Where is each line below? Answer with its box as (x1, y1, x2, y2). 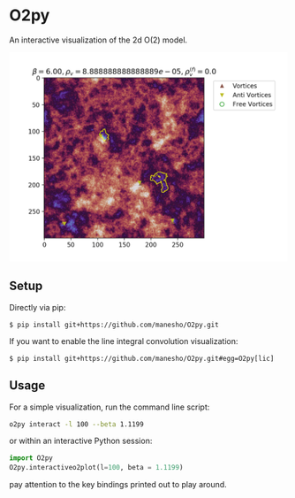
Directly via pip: (9, 302, 66, 312)
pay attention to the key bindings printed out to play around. (9, 479, 227, 490)
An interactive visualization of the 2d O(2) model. (9, 34, 188, 45)
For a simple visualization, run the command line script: (9, 402, 210, 412)
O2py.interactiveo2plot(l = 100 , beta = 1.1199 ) (9, 464, 184, 472)
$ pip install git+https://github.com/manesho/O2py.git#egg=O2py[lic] (9, 354, 275, 363)
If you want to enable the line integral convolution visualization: (9, 335, 238, 346)
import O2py (9, 454, 53, 463)
